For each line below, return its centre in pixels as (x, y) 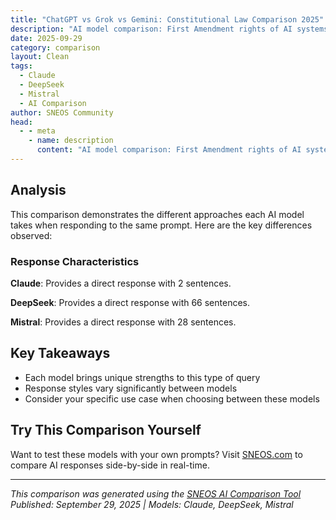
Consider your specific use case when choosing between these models (172, 398)
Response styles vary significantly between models (131, 388)
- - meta (37, 131)
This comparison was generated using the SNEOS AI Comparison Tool (156, 493)
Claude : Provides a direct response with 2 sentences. (121, 283)
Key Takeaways (60, 353)
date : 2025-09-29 (46, 38)
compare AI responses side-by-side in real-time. (110, 465)
